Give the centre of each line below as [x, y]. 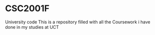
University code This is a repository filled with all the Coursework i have [78, 22]
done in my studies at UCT [32, 27]
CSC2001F [27, 9]
